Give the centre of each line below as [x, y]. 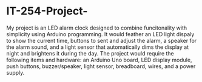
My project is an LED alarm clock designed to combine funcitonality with [97, 28]
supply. [15, 72]
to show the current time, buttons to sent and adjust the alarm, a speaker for [102, 40]
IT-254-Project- [47, 11]
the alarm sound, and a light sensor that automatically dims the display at [98, 47]
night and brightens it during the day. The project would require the [90, 53]
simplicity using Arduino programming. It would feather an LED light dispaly [100, 34]
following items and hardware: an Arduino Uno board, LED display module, [99, 60]
